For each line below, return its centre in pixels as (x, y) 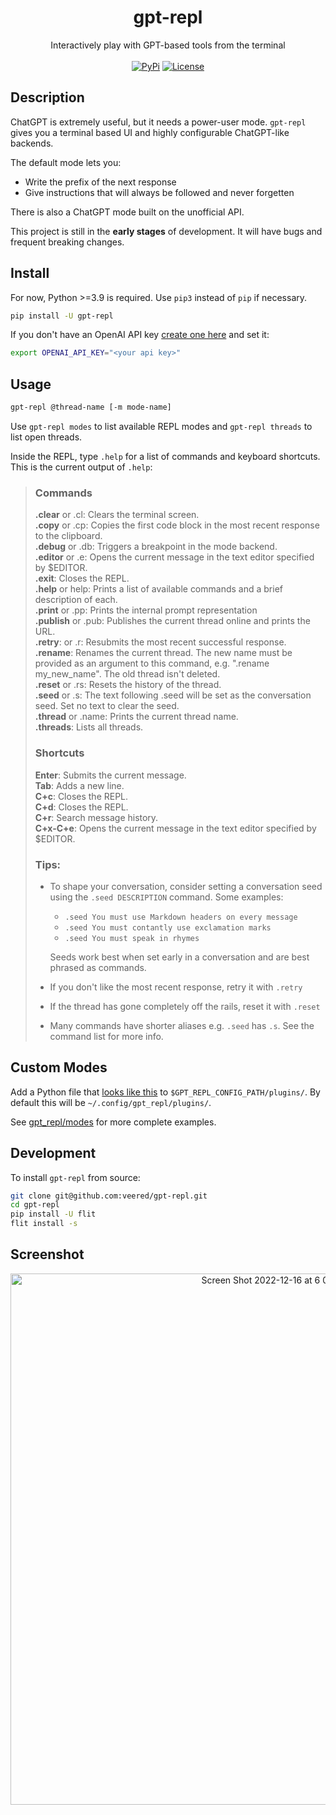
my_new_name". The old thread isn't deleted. (127, 674)
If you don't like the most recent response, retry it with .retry (176, 987)
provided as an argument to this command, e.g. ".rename (152, 663)
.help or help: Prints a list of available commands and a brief (158, 589)
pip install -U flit (53, 1214)
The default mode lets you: (66, 162)
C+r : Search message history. (96, 817)
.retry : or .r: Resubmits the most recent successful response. (160, 642)
